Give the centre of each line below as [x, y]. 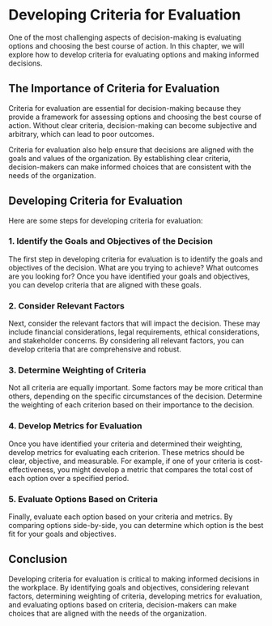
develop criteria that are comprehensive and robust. [95, 349]
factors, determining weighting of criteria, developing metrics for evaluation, [136, 596]
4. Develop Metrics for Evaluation [75, 426]
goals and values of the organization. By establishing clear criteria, [119, 158]
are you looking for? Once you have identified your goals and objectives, [129, 276]
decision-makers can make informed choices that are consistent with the [130, 167]
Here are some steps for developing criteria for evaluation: [106, 220]
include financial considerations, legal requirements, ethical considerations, [134, 332]
